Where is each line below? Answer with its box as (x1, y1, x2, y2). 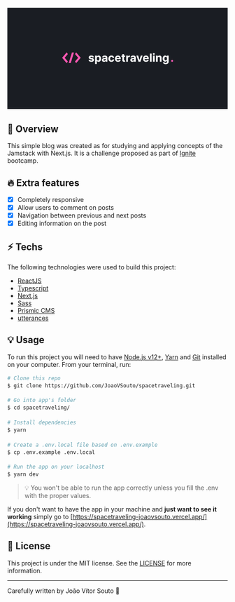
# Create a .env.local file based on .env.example (7, 441, 158, 448)
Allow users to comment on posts (17, 203, 114, 211)
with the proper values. (24, 492, 92, 500)
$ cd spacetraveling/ (7, 404, 71, 411)
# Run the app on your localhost (7, 464, 105, 471)
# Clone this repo (7, 375, 61, 382)
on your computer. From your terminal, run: (7, 360, 131, 368)
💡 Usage (7, 334, 45, 346)
